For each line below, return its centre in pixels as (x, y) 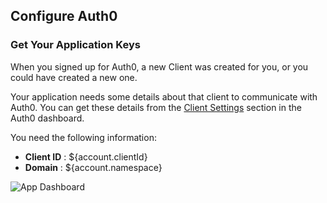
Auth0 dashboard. (47, 118)
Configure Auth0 (64, 16)
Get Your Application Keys (75, 45)
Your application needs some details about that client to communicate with (164, 96)
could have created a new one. (74, 77)
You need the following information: (83, 137)
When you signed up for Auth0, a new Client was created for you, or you (159, 66)
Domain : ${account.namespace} (93, 167)
